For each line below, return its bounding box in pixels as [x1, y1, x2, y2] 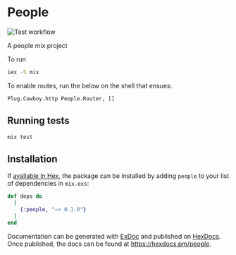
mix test [7, 134, 33, 141]
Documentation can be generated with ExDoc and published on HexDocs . [7, 232, 221, 240]
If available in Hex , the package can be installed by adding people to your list [7, 172, 230, 180]
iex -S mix [7, 69, 39, 76]
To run [7, 54, 27, 64]
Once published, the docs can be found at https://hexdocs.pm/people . [7, 239, 211, 248]
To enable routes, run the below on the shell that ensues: [7, 81, 173, 90]
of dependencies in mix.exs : [7, 179, 89, 188]
